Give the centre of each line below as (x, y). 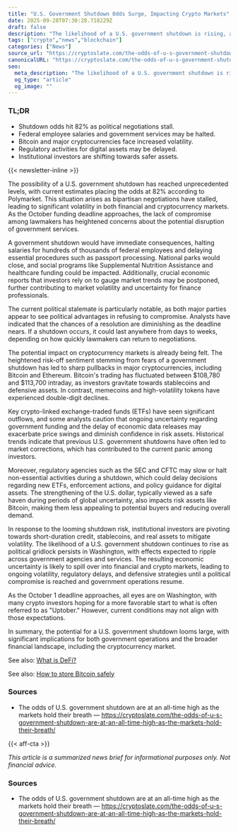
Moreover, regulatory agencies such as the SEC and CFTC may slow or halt (118, 470)
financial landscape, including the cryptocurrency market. (92, 646)
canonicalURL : (29, 60)
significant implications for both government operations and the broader (113, 639)
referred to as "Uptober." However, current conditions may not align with (113, 610)
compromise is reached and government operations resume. (96, 581)
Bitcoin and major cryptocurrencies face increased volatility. (106, 141)
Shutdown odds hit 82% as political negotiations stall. (96, 126)
